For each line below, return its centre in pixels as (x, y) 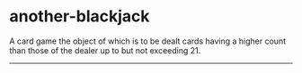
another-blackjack (80, 16)
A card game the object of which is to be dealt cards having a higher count (147, 41)
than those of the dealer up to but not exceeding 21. (105, 50)
